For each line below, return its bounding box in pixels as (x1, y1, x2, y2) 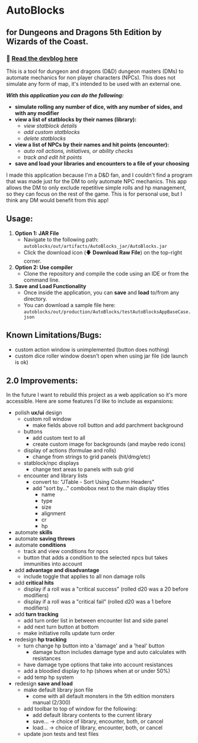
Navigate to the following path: (23, 235, 99, 243)
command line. (23, 276, 60, 283)
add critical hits (14, 579, 55, 586)
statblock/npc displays (23, 460, 79, 467)
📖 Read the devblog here (6, 54, 78, 62)
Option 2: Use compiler (14, 263, 73, 270)
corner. (23, 257, 41, 264)
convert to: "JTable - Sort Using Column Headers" (32, 479, 155, 486)
